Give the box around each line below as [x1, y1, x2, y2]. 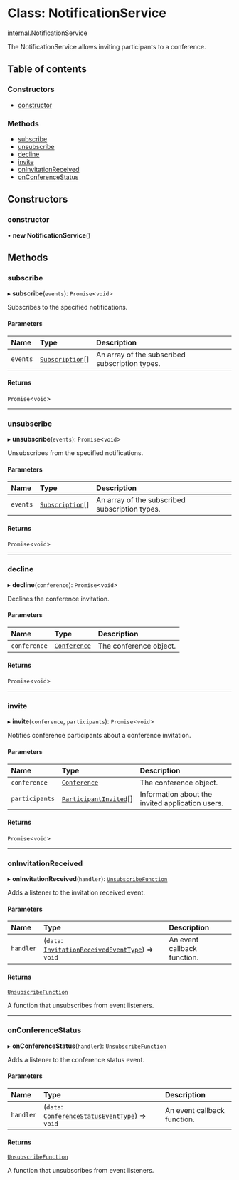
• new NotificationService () [7, 230, 91, 240]
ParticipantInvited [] [61, 793, 134, 803]
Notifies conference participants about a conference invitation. [7, 731, 191, 740]
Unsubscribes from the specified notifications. [7, 449, 144, 457]
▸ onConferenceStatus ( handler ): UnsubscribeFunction [7, 1042, 167, 1050]
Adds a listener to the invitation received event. [7, 888, 146, 897]
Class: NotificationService [7, 5, 167, 21]
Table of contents [7, 63, 87, 76]
